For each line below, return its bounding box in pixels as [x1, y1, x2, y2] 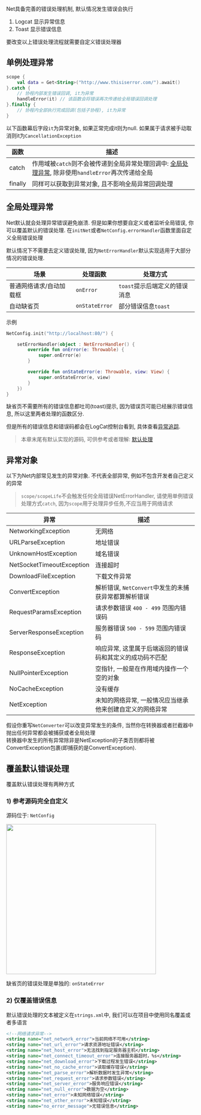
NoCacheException [9, 684, 64, 693]
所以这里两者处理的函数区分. [14, 410, 85, 417]
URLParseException [9, 538, 65, 546]
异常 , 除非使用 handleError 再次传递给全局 [38, 168, 153, 177]
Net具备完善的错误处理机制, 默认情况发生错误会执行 [6, 5, 133, 12]
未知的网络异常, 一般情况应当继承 [95, 696, 188, 704]
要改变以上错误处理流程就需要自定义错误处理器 [6, 38, 121, 45]
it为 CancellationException [16, 131, 82, 139]
